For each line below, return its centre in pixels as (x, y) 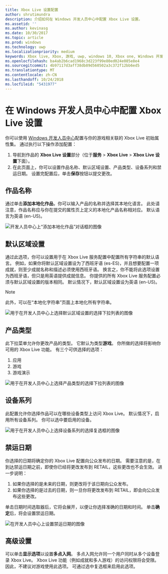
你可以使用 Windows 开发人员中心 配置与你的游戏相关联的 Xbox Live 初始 (80, 137)
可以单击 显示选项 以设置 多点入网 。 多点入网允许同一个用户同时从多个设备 (80, 554)
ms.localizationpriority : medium (40, 51)
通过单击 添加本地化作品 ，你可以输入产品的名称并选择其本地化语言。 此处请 (82, 203)
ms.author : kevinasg (27, 28)
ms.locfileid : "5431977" (31, 84)
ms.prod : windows (23, 42)
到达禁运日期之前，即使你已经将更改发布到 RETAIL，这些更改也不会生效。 (81, 467)
